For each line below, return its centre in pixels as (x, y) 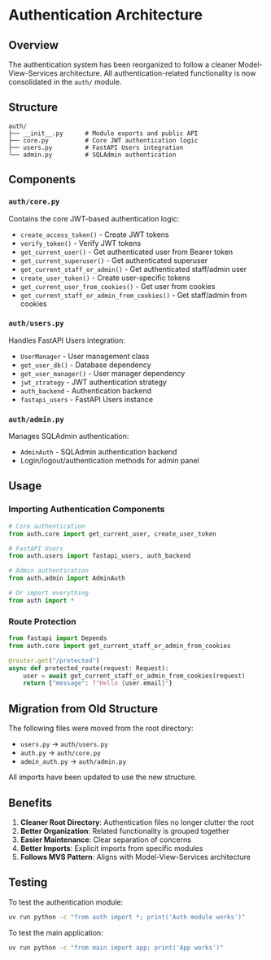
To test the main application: (56, 932)
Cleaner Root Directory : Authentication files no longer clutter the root (137, 822)
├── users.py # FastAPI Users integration (96, 147)
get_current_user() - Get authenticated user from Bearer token (127, 252)
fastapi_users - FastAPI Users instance (86, 399)
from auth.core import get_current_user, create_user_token (113, 534)
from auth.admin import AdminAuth (67, 579)
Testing (28, 882)
